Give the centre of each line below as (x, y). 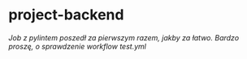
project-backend (66, 15)
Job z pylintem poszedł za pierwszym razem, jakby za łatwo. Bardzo (124, 37)
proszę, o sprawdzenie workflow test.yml (77, 46)
